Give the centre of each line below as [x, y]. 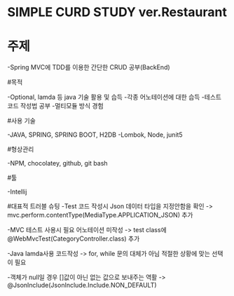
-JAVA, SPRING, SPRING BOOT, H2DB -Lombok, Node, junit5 [95, 135]
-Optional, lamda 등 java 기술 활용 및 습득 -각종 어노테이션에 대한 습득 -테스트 [115, 97]
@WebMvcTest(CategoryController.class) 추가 [74, 238]
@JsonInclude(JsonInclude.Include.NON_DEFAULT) [82, 285]
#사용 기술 [22, 121]
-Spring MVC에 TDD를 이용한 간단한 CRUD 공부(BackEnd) [89, 67]
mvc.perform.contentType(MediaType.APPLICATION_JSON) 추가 [100, 215]
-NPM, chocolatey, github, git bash [57, 163]
